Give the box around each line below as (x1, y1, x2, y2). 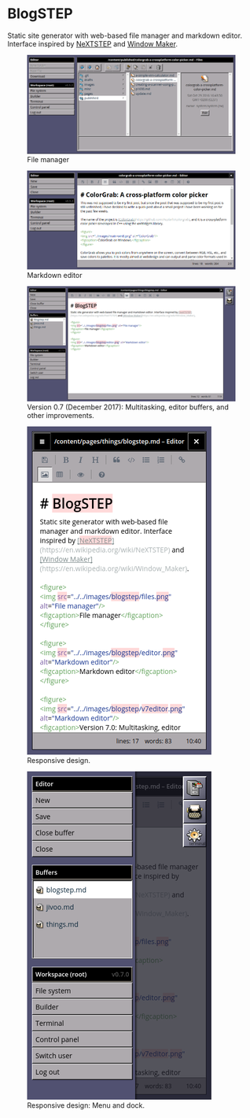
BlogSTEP (7, 5, 73, 23)
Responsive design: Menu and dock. (27, 1101, 145, 1110)
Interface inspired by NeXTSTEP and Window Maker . (7, 39, 178, 48)
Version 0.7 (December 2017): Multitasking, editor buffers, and (27, 402, 229, 412)
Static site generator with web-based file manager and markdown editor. (7, 31, 243, 40)
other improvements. (27, 411, 95, 420)
